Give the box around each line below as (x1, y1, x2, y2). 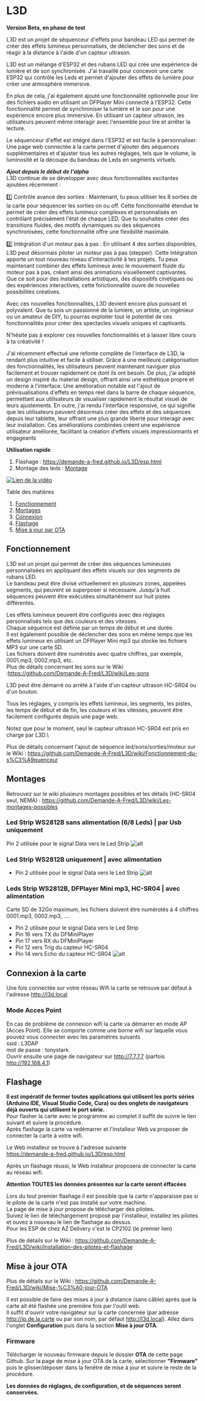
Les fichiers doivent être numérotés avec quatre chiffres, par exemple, (6, 650, 183, 657)
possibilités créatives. (6, 288, 61, 295)
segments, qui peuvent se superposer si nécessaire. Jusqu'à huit (6, 586, 171, 593)
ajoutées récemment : (6, 181, 61, 188)
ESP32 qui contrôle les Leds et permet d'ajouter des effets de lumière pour (6, 73, 195, 81)
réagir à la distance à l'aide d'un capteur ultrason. (6, 48, 131, 56)
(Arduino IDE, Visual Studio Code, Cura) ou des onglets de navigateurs (6, 1100, 189, 1107)
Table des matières (6, 488, 54, 495)
